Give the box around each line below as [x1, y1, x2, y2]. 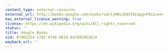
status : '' [5, 26, 28, 31]
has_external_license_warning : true [5, 16, 81, 21]
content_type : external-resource [5, 7, 75, 12]
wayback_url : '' [5, 40, 39, 45]
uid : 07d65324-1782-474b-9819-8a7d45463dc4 [5, 35, 97, 40]
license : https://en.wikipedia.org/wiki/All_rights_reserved [5, 21, 135, 26]
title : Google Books [5, 30, 48, 35]
